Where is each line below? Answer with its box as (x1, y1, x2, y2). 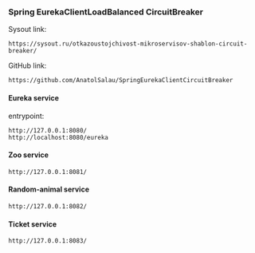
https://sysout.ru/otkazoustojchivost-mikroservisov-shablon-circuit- (8, 40, 248, 48)
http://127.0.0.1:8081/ (8, 168, 88, 176)
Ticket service (8, 219, 57, 229)
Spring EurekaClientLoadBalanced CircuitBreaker (8, 6, 203, 18)
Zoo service (8, 150, 49, 160)
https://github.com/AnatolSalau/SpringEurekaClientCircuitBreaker (8, 77, 233, 85)
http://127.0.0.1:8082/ (8, 202, 88, 210)
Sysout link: (8, 25, 47, 34)
